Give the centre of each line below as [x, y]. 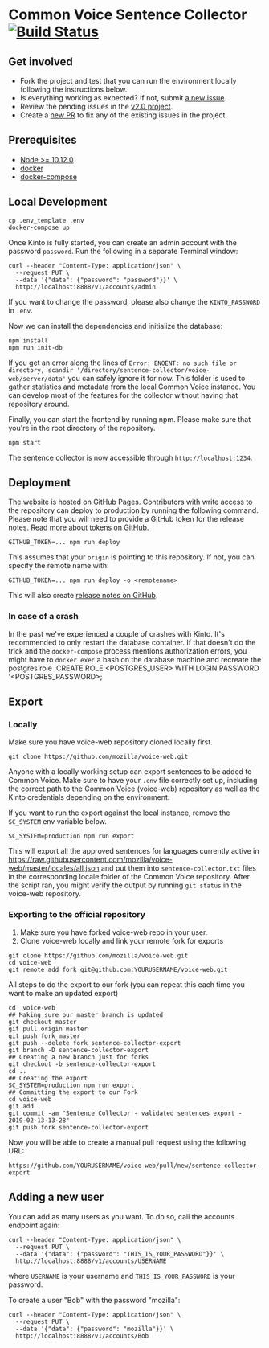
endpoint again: [34, 1225]
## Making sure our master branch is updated [86, 1014]
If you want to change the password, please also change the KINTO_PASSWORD [134, 301]
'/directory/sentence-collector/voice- [143, 370]
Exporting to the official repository [77, 915]
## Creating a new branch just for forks [79, 1057]
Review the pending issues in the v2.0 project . [96, 107]
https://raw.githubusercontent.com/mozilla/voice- [90, 860]
